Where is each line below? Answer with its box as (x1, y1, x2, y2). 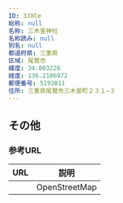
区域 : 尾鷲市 (8, 57, 46, 65)
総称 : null (8, 19, 43, 27)
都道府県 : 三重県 (8, 49, 58, 57)
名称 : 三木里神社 (8, 27, 58, 35)
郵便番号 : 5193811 (8, 79, 66, 87)
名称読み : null (8, 34, 55, 43)
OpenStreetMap (36, 182, 97, 193)
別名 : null (8, 42, 43, 50)
